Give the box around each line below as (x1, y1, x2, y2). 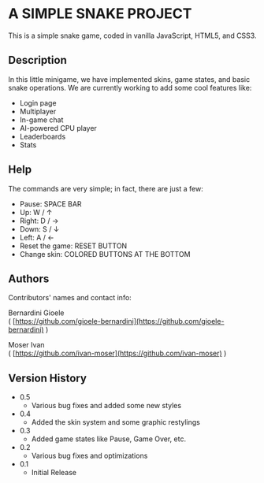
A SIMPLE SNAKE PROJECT (8, 5, 192, 23)
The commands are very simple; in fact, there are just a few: (8, 184, 203, 193)
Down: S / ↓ (19, 224, 60, 233)
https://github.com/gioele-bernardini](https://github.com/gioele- (15, 317, 225, 326)
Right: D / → (19, 216, 59, 225)
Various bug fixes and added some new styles (31, 401, 182, 411)
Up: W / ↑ (19, 207, 53, 217)
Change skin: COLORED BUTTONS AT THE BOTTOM (19, 249, 191, 258)
